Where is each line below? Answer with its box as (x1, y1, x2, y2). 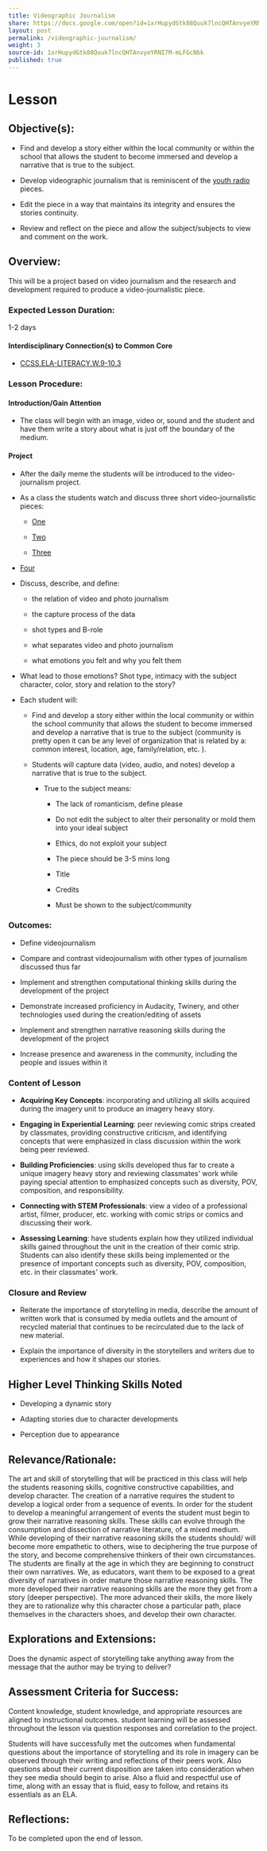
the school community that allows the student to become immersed (31, 719, 253, 728)
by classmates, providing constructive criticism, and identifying (19, 1128, 227, 1138)
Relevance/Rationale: (8, 1453, 117, 1466)
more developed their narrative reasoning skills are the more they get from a (8, 1584, 258, 1594)
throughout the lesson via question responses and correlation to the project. (8, 1723, 257, 1733)
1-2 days (8, 322, 37, 331)
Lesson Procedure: (8, 378, 83, 390)
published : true (8, 57, 62, 65)
